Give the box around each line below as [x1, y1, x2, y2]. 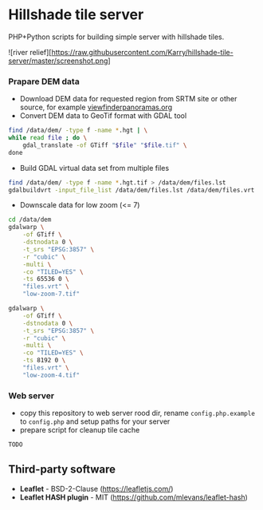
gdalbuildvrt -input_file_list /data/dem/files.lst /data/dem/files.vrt [8, 186, 255, 194]
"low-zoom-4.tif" [22, 371, 80, 379]
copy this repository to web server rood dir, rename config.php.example [19, 409, 255, 418]
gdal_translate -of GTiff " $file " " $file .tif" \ [22, 141, 187, 149]
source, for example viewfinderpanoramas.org [19, 102, 173, 113]
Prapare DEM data [8, 76, 80, 87]
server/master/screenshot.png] [8, 56, 111, 65]
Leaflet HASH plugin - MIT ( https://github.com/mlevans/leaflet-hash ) [19, 492, 249, 502]
